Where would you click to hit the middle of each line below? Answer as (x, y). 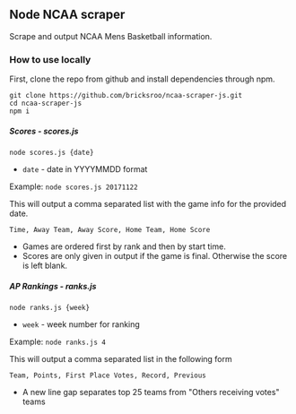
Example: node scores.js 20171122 (74, 186)
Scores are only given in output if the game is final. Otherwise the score (155, 256)
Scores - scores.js (44, 131)
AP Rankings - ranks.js (53, 286)
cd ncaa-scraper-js (46, 103)
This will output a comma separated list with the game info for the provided (148, 204)
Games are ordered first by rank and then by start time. (124, 246)
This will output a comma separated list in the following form (121, 359)
